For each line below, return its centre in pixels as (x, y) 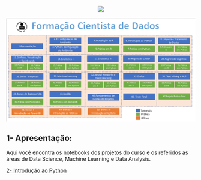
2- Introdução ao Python (37, 170)
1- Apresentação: (39, 138)
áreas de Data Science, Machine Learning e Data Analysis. (79, 159)
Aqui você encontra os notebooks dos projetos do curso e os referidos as (97, 152)
